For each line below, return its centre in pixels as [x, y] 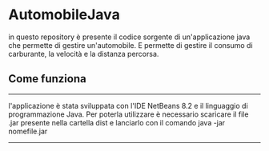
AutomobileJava [64, 15]
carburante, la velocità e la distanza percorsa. [84, 54]
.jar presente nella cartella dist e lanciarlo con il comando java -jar [117, 122]
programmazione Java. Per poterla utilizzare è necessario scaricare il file [128, 114]
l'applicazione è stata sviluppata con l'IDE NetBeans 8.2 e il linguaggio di [128, 105]
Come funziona [47, 79]
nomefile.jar [28, 131]
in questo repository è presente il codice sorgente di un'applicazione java [129, 37]
